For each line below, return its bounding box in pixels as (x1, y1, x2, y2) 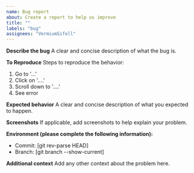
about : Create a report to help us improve (6, 14, 116, 20)
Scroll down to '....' (14, 83, 61, 90)
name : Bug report (6, 8, 50, 15)
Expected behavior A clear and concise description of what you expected (6, 101, 189, 108)
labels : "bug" (6, 25, 42, 32)
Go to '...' (14, 70, 37, 78)
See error (14, 89, 39, 97)
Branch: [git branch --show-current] (14, 149, 104, 156)
